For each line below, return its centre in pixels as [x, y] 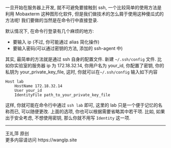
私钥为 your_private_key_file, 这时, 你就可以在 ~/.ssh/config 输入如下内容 [81, 72]
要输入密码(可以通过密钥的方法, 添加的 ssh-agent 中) [68, 48]
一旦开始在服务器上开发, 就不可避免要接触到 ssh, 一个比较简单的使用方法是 [83, 7]
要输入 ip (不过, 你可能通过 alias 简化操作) [56, 42]
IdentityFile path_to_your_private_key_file [62, 95]
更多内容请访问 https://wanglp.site [41, 140]
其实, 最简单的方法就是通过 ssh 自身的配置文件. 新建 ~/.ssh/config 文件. [81, 59]
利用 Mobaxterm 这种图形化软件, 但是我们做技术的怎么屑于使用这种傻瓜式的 [84, 14]
